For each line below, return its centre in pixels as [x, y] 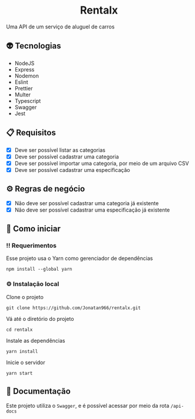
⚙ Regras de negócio [46, 189]
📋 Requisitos [31, 133]
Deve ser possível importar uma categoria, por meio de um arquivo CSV [102, 163]
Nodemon [27, 76]
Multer [23, 95]
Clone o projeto [25, 297]
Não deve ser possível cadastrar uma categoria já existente [87, 203]
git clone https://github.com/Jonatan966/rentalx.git [74, 308]
